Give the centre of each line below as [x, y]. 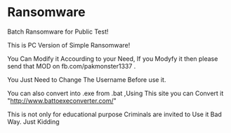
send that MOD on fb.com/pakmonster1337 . [72, 66]
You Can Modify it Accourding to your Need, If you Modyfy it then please [113, 58]
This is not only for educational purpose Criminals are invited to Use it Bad [115, 114]
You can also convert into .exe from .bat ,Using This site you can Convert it [115, 93]
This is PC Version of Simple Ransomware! [69, 45]
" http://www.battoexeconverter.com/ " [62, 100]
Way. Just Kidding [33, 121]
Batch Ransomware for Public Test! [58, 31]
